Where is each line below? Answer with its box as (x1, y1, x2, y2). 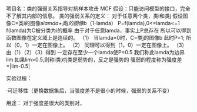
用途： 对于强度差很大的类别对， (6, 100, 85, 106)
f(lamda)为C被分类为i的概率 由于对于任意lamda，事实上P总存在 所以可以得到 (6, 27, 192, 34)
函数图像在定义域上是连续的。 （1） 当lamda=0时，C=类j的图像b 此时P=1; (6, 34, 185, 41)
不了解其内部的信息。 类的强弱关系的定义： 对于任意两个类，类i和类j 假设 (6, 12, 183, 19)
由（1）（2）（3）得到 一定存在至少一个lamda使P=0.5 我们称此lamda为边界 (6, 49, 185, 55)
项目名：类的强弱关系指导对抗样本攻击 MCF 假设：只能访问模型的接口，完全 (6, 5, 191, 12)
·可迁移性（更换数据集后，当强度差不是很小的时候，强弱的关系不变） (6, 87, 173, 94)
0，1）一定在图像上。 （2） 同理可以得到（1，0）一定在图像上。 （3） (16, 41, 188, 48)
